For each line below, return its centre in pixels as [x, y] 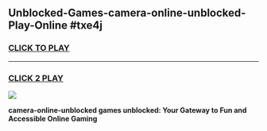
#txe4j [86, 26]
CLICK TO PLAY [39, 48]
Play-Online [38, 26]
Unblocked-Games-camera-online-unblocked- [127, 13]
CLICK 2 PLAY [36, 78]
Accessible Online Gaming [53, 118]
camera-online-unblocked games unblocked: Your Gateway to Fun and [128, 110]
